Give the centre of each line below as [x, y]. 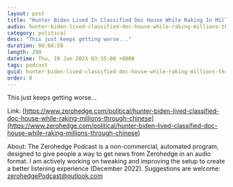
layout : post [26, 14]
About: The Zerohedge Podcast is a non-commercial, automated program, [113, 147]
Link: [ [16, 111]
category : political [37, 33]
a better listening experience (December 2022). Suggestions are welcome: [114, 169]
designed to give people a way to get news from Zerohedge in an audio [109, 154]
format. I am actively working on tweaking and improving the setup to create [116, 161]
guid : [15, 71]
